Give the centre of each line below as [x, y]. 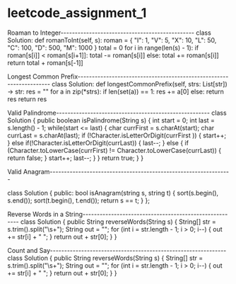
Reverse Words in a [36, 214]
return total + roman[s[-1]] [45, 62]
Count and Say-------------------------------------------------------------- [117, 250]
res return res [27, 99]
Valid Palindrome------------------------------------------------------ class [117, 113]
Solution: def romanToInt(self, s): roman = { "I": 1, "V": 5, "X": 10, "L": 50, [112, 40]
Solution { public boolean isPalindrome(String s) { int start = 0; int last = [111, 120]
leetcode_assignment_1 [77, 13]
